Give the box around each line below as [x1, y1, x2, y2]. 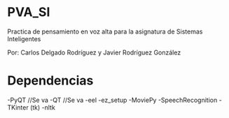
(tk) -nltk [30, 103, 56, 112]
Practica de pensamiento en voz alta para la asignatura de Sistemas [7, 27, 203, 36]
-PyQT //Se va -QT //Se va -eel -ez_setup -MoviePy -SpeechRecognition [7, 96, 218, 104]
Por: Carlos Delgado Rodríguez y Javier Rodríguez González [7, 48, 181, 57]
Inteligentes [7, 34, 41, 43]
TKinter [7, 103, 29, 112]
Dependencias [7, 73, 94, 89]
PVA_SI [7, 4, 50, 20]
